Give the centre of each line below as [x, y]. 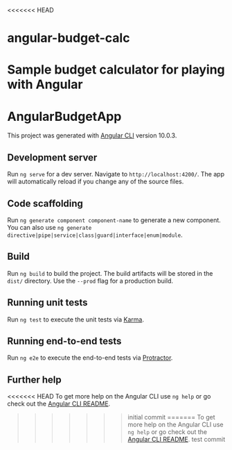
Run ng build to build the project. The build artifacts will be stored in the [110, 273]
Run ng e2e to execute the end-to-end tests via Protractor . [90, 358]
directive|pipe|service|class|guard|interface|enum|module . [95, 235]
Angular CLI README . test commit [177, 440]
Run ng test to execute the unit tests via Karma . [75, 319]
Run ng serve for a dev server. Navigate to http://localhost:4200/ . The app [116, 174]
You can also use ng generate [50, 227]
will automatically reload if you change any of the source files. [96, 182]
